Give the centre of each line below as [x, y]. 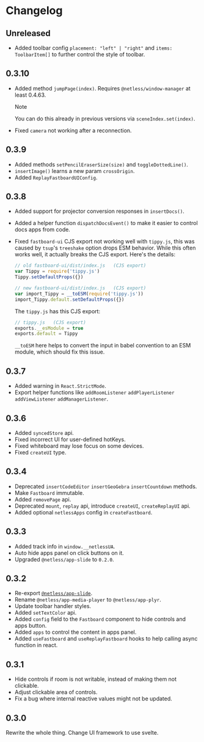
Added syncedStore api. [44, 432]
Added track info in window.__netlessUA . [65, 546]
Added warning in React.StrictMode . [60, 386]
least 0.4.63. [30, 95]
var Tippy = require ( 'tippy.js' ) [57, 272]
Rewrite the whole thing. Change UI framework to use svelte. [82, 733]
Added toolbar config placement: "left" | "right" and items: [93, 48]
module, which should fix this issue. [60, 352]
